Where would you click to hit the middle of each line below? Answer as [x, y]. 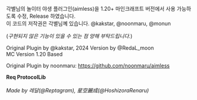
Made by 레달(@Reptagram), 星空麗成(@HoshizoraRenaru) [78, 90]
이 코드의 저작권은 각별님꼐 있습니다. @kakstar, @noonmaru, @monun [88, 23]
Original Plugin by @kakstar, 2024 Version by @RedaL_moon [80, 48]
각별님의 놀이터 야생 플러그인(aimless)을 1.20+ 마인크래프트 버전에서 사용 [91, 9]
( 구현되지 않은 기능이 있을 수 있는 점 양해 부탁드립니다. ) [69, 36]
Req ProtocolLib [26, 77]
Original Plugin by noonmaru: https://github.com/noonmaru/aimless [88, 66]
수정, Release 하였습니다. [46, 16]
